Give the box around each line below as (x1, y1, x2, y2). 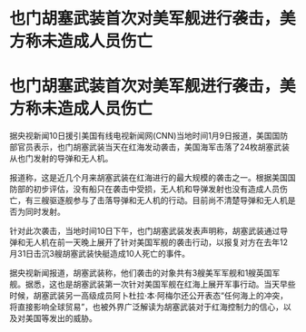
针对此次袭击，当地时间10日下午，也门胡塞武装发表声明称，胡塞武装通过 (9, 226, 281, 237)
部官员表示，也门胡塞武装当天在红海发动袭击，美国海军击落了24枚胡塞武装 (9, 142, 291, 152)
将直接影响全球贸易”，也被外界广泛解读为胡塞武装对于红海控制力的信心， (9, 301, 284, 313)
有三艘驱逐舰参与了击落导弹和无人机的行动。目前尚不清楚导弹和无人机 (25, 195, 288, 206)
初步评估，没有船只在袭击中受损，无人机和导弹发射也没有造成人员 (33, 183, 280, 195)
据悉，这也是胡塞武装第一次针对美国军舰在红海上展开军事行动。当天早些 (25, 278, 296, 290)
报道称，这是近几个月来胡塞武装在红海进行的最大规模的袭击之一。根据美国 (9, 172, 288, 183)
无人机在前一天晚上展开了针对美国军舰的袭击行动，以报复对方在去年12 (25, 237, 289, 248)
